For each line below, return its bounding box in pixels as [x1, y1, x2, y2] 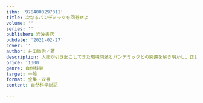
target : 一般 [6, 71, 37, 77]
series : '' [6, 25, 34, 32]
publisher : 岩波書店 [6, 32, 54, 38]
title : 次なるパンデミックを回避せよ [6, 15, 89, 21]
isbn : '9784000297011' [6, 8, 63, 15]
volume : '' [6, 20, 34, 26]
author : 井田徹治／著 [6, 48, 56, 55]
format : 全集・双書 [6, 76, 51, 82]
